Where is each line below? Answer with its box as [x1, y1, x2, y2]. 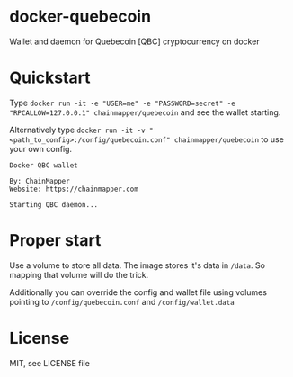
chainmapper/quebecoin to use [173, 133, 285, 145]
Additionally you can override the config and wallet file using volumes [9, 286, 268, 298]
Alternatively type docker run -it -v [9, 124, 146, 135]
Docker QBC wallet [9, 160, 78, 170]
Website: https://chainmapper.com [9, 184, 139, 193]
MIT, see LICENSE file [9, 357, 90, 368]
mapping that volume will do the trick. [9, 269, 149, 280]
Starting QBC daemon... [9, 200, 99, 209]
